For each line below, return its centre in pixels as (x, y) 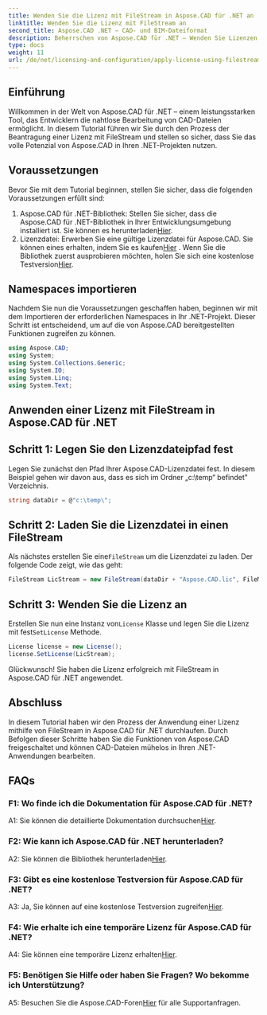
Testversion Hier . (46, 264)
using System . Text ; (41, 385)
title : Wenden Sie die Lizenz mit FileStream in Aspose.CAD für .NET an (131, 16)
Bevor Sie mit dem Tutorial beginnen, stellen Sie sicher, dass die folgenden (130, 189)
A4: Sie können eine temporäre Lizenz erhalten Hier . (93, 954)
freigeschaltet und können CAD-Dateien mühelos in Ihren (102, 747)
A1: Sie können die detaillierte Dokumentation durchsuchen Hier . (112, 821)
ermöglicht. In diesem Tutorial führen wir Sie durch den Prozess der (119, 128)
